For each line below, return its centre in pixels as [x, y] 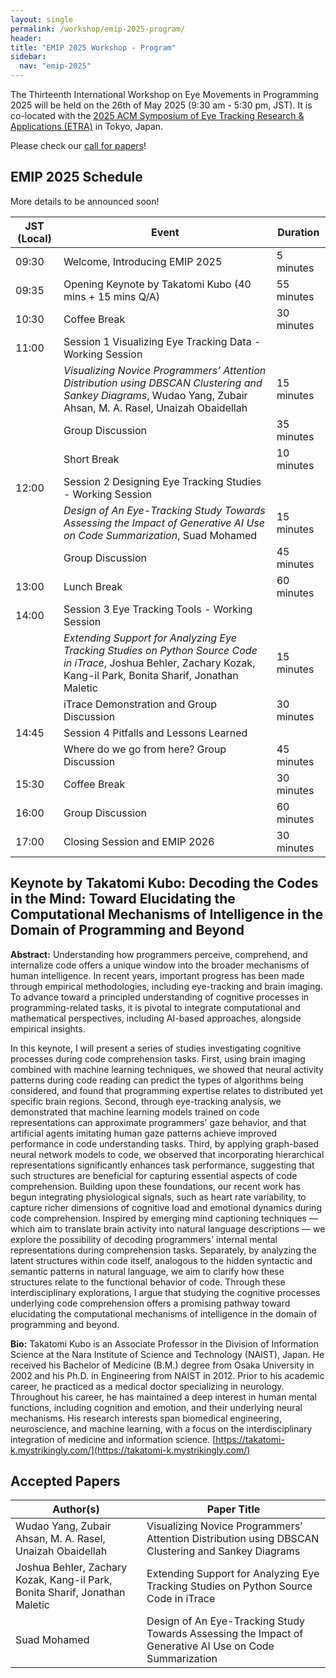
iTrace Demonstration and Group [140, 704]
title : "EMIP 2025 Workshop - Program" [93, 47]
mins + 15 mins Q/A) [112, 296]
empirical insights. [48, 1028]
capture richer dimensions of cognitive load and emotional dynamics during [166, 1207]
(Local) [34, 238]
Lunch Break [93, 586]
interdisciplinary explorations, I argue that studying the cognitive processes [165, 1292]
